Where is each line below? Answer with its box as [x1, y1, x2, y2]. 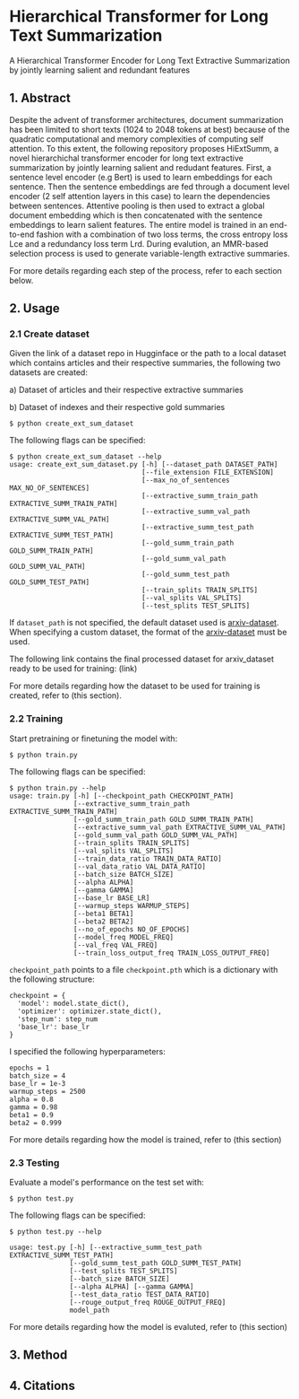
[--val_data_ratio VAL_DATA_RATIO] [73, 861, 206, 871]
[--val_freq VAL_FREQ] [73, 940, 158, 949]
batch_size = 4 [9, 1071, 66, 1080]
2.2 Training [9, 713, 64, 725]
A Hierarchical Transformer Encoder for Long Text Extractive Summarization [9, 55, 291, 66]
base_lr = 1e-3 [9, 1079, 66, 1088]
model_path [69, 1306, 110, 1316]
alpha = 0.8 [9, 1095, 54, 1104]
